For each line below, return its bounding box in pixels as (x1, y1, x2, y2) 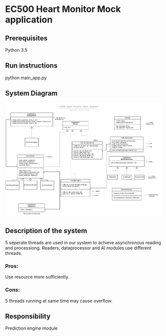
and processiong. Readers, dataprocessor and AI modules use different (5, 245, 152, 251)
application (5, 14, 53, 25)
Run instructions (5, 61, 58, 70)
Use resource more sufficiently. (5, 274, 70, 280)
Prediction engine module (5, 325, 58, 332)
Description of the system (5, 226, 87, 235)
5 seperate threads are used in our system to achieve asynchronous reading (5, 239, 162, 245)
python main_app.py (5, 75, 47, 81)
